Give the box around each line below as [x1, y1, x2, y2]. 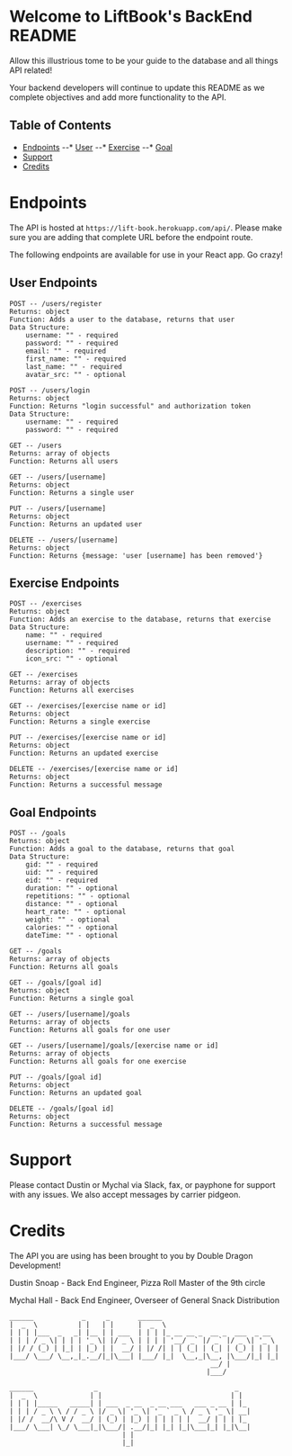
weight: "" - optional [25, 915, 111, 924]
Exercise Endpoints [9, 575, 119, 590]
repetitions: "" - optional [25, 892, 130, 901]
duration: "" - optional [25, 884, 119, 893]
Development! [9, 1260, 61, 1271]
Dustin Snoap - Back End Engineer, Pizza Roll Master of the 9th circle [9, 1278, 266, 1288]
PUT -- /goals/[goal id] [9, 1073, 102, 1082]
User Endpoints [9, 275, 98, 291]
